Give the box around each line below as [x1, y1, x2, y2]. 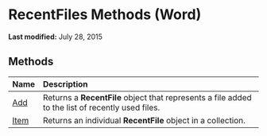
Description [42, 78, 89, 89]
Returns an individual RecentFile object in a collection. [42, 115, 246, 126]
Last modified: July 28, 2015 [8, 32, 103, 41]
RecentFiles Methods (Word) [8, 6, 202, 24]
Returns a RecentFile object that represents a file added [42, 91, 252, 103]
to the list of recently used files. [42, 102, 161, 113]
